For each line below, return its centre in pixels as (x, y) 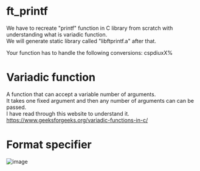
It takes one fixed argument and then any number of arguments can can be (100, 100)
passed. (16, 107)
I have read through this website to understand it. (68, 113)
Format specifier (49, 145)
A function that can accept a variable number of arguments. (81, 94)
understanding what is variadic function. (57, 34)
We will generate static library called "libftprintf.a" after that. (81, 41)
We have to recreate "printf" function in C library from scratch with (90, 28)
